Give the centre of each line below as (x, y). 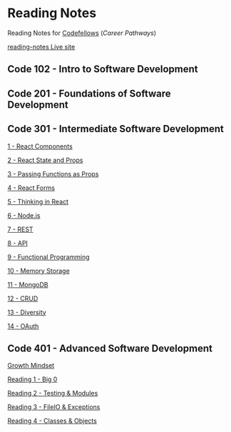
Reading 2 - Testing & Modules (53, 393)
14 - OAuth (23, 326)
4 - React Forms (31, 188)
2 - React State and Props (45, 160)
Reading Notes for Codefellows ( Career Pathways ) (82, 33)
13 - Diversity (27, 312)
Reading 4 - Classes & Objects (52, 421)
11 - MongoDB (28, 284)
